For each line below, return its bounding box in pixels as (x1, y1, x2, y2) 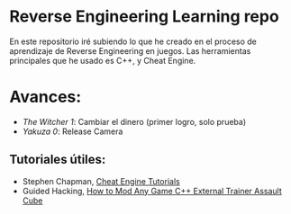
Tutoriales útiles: (9, 152, 106, 167)
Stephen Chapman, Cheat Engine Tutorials (22, 175, 180, 186)
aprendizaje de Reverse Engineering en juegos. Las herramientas (9, 45, 251, 56)
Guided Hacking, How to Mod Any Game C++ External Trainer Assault (22, 185, 282, 196)
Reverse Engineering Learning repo (9, 6, 279, 27)
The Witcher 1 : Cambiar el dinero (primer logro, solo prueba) (22, 116, 246, 127)
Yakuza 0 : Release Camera (22, 126, 123, 137)
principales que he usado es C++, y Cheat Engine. (9, 55, 196, 66)
